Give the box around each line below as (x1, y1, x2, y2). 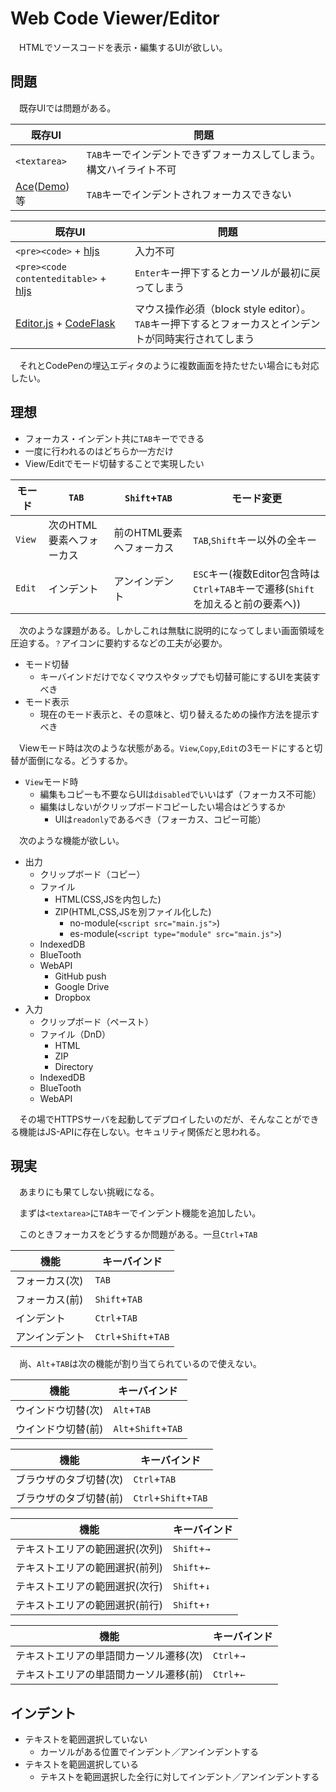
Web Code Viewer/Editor (10, 7, 220, 30)
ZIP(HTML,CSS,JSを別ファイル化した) (54, 905, 212, 917)
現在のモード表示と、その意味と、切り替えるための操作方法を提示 (39, 708, 312, 720)
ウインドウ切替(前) (15, 1422, 104, 1436)
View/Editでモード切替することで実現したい (24, 457, 205, 469)
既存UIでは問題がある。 (18, 102, 117, 114)
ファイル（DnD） (39, 1028, 112, 1040)
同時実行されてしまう (154, 332, 255, 346)
